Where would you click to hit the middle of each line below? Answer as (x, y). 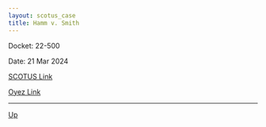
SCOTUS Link (30, 76)
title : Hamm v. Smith (44, 23)
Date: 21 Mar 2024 (38, 61)
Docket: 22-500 (34, 45)
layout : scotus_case (42, 15)
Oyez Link (25, 91)
